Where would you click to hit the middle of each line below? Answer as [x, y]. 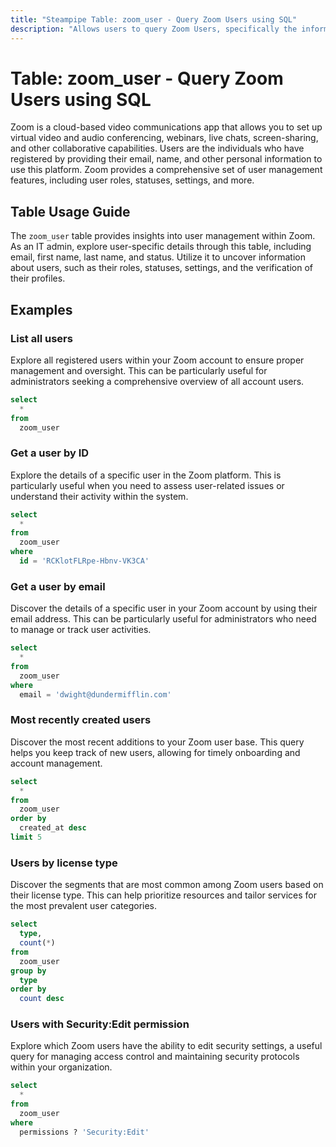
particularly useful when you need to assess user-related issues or [147, 485]
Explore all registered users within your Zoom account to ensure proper [157, 360]
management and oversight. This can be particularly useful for [139, 370]
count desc [42, 999]
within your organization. [61, 1067]
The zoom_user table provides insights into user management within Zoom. [163, 236]
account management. [56, 763]
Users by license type [64, 863]
